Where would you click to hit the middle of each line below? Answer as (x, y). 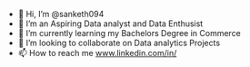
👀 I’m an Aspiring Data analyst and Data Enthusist (110, 24)
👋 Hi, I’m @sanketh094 (61, 14)
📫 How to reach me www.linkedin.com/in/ (97, 53)
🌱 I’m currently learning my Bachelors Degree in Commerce (129, 33)
